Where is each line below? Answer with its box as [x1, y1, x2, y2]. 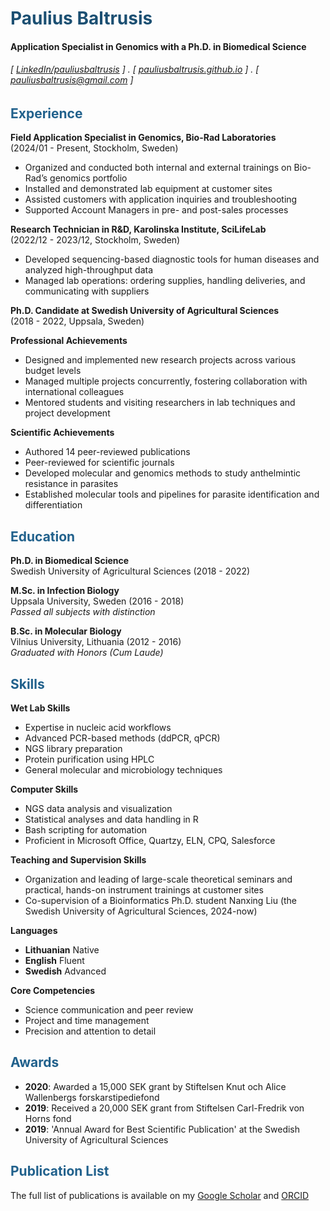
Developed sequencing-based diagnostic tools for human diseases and [24, 253, 320, 266]
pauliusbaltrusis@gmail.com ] [10, 74, 134, 86]
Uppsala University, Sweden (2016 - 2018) [10, 595, 185, 607]
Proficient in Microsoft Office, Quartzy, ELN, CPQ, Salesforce [24, 835, 276, 847]
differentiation [24, 499, 83, 511]
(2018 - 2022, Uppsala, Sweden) [10, 315, 145, 327]
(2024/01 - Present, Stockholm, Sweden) [10, 142, 179, 154]
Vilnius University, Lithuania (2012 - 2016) [10, 636, 182, 648]
